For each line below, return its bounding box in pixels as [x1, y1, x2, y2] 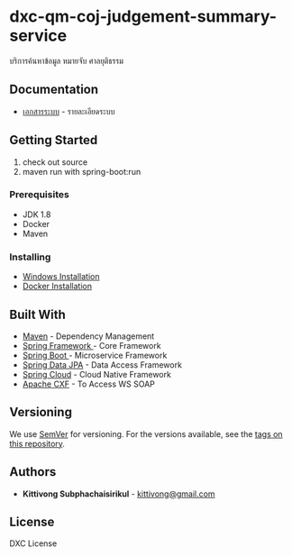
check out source [22, 156, 88, 168]
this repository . [9, 438, 66, 449]
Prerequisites [9, 188, 69, 201]
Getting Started [9, 132, 98, 148]
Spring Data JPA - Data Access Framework [22, 359, 183, 370]
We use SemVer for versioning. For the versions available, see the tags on [9, 428, 283, 439]
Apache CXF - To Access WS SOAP [22, 378, 156, 389]
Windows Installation [22, 271, 100, 282]
